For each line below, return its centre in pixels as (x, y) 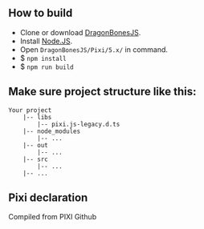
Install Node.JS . (46, 41)
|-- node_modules (52, 131)
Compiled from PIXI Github (53, 217)
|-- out (35, 145)
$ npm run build (47, 66)
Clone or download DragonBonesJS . (80, 32)
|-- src (35, 159)
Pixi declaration (48, 198)
